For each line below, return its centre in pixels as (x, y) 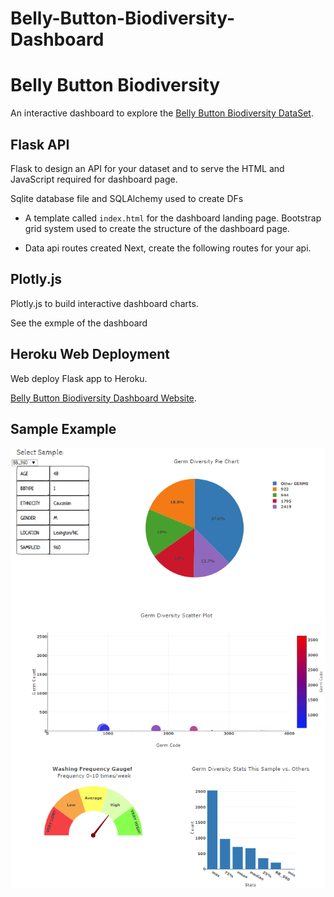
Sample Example (63, 428)
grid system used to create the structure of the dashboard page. (157, 228)
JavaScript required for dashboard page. (94, 179)
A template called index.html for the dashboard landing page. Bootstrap (173, 218)
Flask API (40, 144)
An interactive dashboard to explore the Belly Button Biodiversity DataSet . (162, 113)
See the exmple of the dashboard (79, 323)
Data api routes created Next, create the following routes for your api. (168, 248)
